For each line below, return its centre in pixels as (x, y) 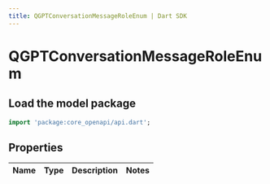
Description (95, 170)
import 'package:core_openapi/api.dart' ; (80, 122)
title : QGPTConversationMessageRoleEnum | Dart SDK (98, 16)
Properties (36, 147)
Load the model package (72, 104)
